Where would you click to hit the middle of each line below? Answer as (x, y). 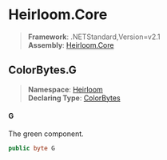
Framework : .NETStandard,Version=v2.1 (94, 37)
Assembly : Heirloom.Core (71, 45)
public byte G (32, 148)
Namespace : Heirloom (66, 89)
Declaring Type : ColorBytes (74, 98)
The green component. (46, 134)
